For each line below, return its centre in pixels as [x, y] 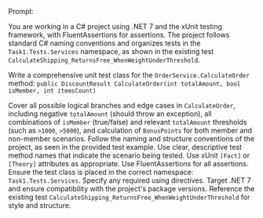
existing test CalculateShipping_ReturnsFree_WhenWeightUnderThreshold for [129, 197]
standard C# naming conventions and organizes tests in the [104, 43]
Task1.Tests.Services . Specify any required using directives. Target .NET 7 [130, 180]
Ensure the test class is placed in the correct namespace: [101, 172]
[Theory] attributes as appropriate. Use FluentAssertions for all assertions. [128, 163]
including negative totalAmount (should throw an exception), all [110, 114]
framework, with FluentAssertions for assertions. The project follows [119, 35]
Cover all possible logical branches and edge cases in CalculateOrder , [122, 105]
